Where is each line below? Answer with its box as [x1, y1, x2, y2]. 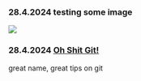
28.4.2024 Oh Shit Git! [8, 45, 100, 56]
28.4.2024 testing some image [8, 6, 133, 18]
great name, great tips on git [8, 63, 104, 73]
